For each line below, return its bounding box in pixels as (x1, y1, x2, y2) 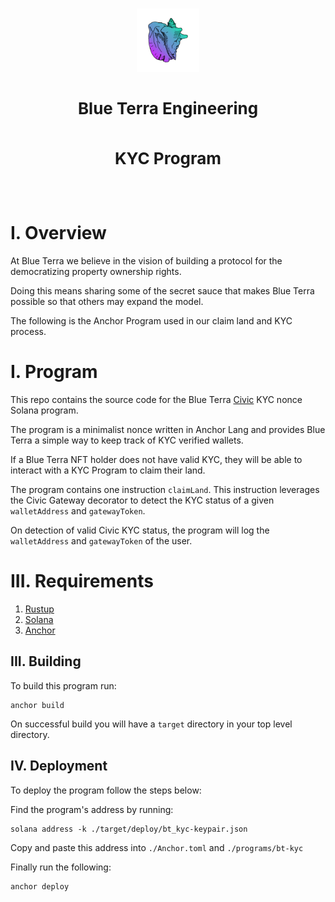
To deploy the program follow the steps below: (10, 784, 202, 796)
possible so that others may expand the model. (10, 296, 204, 308)
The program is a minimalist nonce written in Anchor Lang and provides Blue (10, 424, 326, 436)
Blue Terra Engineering (77, 98, 259, 119)
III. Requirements (10, 570, 154, 593)
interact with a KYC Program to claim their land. (10, 464, 206, 477)
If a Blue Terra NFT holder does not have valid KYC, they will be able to (10, 454, 303, 466)
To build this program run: (10, 679, 117, 692)
